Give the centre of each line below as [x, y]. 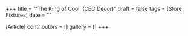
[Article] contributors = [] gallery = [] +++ [57, 27]
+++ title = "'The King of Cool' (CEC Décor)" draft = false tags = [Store [94, 9]
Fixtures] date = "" [29, 15]
